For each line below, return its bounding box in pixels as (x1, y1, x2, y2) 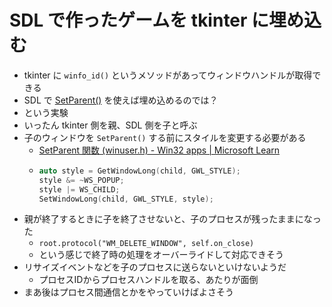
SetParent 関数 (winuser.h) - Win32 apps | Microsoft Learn (38, 144, 281, 156)
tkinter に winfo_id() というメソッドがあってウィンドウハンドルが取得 (23, 69, 313, 81)
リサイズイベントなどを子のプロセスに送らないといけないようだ (23, 261, 287, 273)
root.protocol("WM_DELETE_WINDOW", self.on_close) (38, 239, 255, 249)
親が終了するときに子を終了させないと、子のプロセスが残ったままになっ (23, 213, 322, 225)
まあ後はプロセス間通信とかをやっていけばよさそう (23, 286, 235, 298)
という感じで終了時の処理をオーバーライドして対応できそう (38, 249, 285, 261)
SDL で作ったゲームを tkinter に (9, 9, 270, 32)
